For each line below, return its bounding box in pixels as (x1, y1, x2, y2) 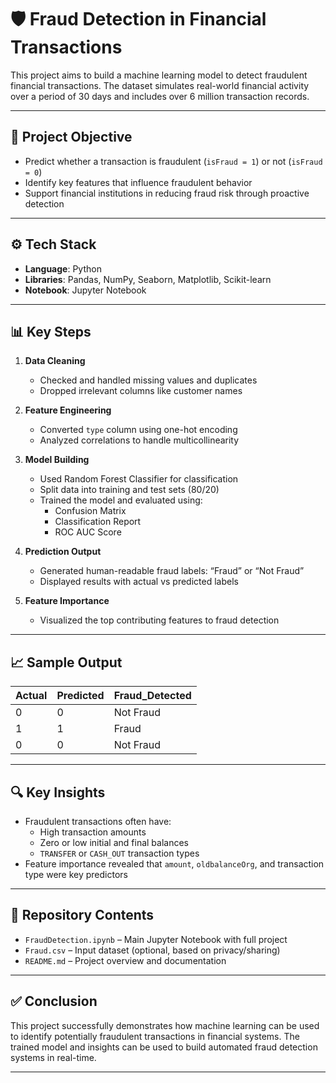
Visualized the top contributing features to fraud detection (39, 614, 280, 626)
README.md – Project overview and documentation (24, 954, 227, 966)
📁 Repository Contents (10, 907, 155, 924)
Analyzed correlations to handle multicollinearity (39, 434, 240, 446)
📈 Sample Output (10, 654, 123, 671)
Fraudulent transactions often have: (24, 816, 172, 827)
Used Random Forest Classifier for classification (39, 473, 239, 485)
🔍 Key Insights (10, 784, 106, 801)
